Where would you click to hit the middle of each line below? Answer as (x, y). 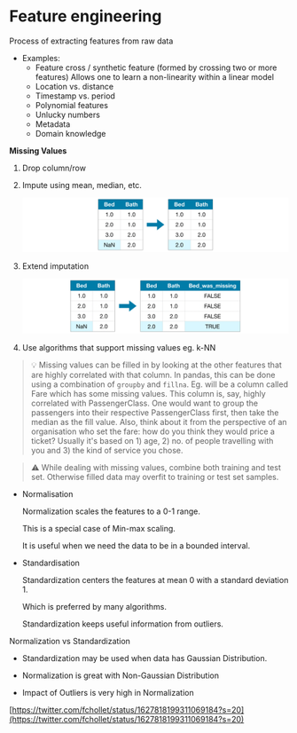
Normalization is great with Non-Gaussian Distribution (121, 675)
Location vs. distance (74, 86)
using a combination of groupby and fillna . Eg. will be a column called (159, 384)
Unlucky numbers (67, 114)
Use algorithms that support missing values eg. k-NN (119, 347)
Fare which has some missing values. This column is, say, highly (148, 393)
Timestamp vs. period (75, 96)
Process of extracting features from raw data (91, 41)
